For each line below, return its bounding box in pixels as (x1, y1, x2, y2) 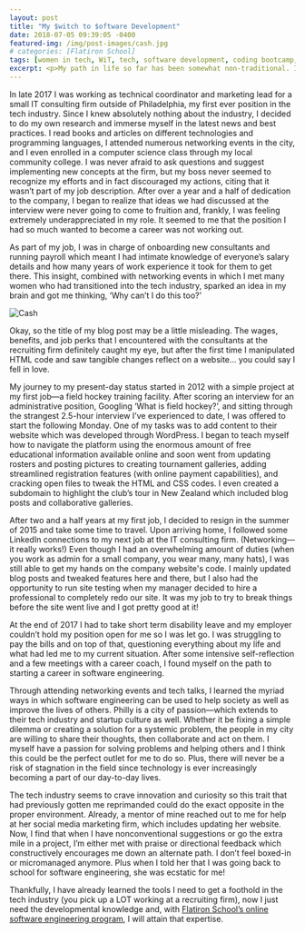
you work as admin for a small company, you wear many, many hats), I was (9, 553, 290, 564)
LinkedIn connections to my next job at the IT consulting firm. (9, 533, 239, 545)
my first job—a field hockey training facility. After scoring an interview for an (9, 391, 295, 402)
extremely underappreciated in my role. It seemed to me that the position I (9, 214, 287, 225)
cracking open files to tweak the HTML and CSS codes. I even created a (9, 478, 280, 489)
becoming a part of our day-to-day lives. (9, 771, 162, 782)
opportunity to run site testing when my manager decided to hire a (9, 582, 258, 593)
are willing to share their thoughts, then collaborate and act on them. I (9, 733, 270, 744)
